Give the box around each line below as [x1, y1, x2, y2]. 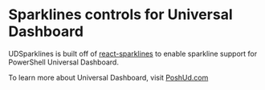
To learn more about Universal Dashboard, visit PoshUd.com [8, 72, 209, 82]
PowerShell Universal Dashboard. [8, 57, 119, 67]
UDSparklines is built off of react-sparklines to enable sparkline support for [8, 49, 258, 58]
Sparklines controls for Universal [8, 6, 233, 24]
